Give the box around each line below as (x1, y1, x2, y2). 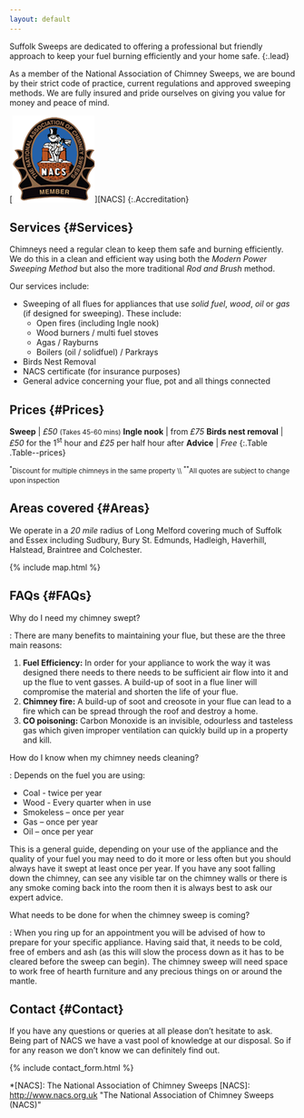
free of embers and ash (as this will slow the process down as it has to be (9, 946, 284, 957)
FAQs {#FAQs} (9, 588, 93, 604)
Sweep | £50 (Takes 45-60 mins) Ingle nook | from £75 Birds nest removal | (9, 426, 284, 437)
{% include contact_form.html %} (9, 1063, 134, 1073)
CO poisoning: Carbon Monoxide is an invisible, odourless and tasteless (22, 714, 293, 726)
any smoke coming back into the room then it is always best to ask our (9, 882, 273, 893)
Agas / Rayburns (35, 337, 99, 348)
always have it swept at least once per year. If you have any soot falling (9, 863, 276, 873)
